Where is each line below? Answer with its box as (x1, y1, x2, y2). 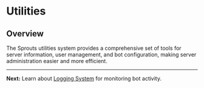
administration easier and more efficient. (6, 58, 107, 64)
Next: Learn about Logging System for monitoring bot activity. (6, 75, 162, 82)
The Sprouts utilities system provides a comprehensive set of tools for (6, 44, 182, 52)
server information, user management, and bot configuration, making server (6, 51, 197, 58)
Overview (6, 29, 44, 39)
